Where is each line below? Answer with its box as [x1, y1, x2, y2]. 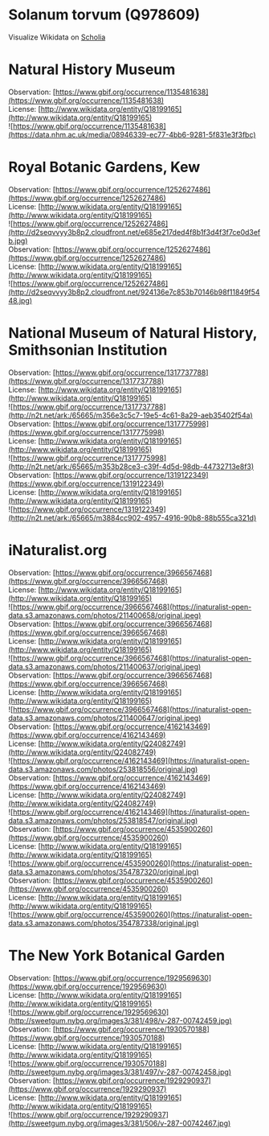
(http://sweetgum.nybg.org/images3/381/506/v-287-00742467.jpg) [8, 1118, 231, 1128]
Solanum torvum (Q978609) [8, 6, 201, 24]
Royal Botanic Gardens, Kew [8, 158, 201, 176]
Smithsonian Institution [8, 341, 168, 359]
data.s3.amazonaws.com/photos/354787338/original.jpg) [8, 918, 199, 928]
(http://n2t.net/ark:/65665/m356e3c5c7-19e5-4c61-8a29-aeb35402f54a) [8, 410, 253, 420]
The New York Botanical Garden [8, 946, 226, 965]
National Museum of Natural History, [8, 324, 258, 342]
